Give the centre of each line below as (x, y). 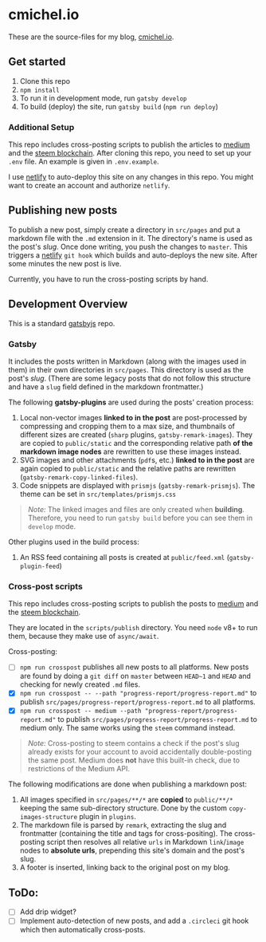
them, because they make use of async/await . (84, 637)
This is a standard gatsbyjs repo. (62, 323)
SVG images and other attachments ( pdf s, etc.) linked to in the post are (137, 459)
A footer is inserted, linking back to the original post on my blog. (125, 868)
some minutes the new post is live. (65, 263)
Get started (37, 62)
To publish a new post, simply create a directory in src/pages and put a (124, 230)
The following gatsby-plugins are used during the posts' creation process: (131, 402)
